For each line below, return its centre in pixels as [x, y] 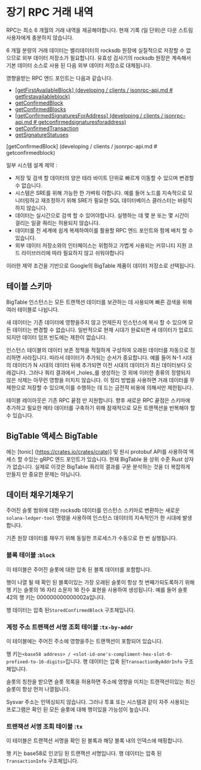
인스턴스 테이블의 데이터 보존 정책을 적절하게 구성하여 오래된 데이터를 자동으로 [97, 350]
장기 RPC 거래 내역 [50, 12]
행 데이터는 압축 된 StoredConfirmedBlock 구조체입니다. [71, 610]
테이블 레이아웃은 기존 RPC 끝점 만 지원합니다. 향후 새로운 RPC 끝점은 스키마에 [98, 400]
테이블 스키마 [29, 287]
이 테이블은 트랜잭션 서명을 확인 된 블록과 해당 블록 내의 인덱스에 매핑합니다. [95, 741]
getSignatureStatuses [42, 134]
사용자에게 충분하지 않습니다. [40, 37]
